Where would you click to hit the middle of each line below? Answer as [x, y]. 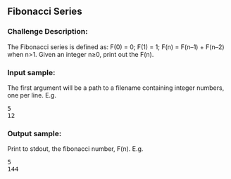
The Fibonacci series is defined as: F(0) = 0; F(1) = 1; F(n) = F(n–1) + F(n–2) [116, 47]
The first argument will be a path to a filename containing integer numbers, [116, 88]
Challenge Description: [48, 32]
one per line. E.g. [32, 95]
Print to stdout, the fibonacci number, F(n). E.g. [75, 149]
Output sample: [35, 133]
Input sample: [31, 72]
